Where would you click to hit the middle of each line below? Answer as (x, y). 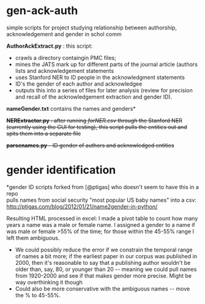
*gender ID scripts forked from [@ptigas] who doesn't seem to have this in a (102, 187)
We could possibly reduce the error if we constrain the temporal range (104, 250)
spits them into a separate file (44, 133)
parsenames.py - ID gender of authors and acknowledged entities (90, 145)
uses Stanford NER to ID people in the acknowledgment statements (100, 77)
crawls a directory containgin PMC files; (65, 57)
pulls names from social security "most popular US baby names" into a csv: (102, 200)
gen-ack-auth (42, 11)
